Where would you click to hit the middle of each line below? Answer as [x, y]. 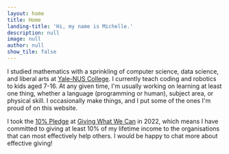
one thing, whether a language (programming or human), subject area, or [110, 93]
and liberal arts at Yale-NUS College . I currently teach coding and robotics [112, 78]
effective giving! [30, 143]
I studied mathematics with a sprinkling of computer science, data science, [113, 71]
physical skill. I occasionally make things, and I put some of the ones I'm [109, 100]
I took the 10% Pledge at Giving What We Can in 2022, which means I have [113, 121]
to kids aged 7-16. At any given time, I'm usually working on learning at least [114, 86]
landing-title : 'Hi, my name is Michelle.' [70, 26]
